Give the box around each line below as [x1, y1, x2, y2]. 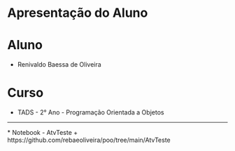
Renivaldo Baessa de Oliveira [17, 60, 101, 69]
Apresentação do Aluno [7, 5, 148, 21]
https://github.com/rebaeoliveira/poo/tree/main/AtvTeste [7, 136, 171, 145]
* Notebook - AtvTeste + [7, 129, 78, 137]
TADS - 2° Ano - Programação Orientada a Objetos [17, 108, 164, 117]
